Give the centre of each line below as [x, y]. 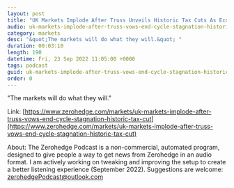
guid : [15, 72]
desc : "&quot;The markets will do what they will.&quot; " [95, 40]
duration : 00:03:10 [36, 46]
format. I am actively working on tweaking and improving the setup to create [117, 162]
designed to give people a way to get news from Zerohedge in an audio [110, 155]
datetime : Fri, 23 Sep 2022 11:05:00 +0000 [71, 59]
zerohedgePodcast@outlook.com [55, 177]
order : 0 [20, 78]
